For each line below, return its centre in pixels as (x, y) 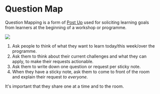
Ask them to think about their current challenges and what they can (79, 56)
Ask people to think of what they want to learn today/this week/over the (83, 46)
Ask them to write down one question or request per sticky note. (76, 66)
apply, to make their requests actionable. (53, 61)
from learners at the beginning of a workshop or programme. (66, 27)
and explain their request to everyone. (50, 77)
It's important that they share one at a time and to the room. (64, 86)
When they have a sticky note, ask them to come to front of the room (81, 72)
